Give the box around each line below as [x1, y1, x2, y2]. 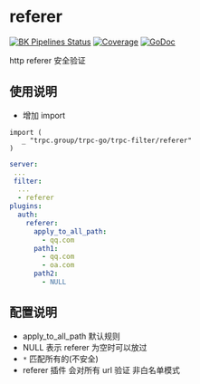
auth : [17, 210, 39, 219]
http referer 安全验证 [9, 54, 86, 65]
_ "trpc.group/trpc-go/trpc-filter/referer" [21, 136, 193, 145]
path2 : [33, 269, 59, 278]
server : [9, 159, 39, 168]
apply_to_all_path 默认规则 [22, 331, 120, 341]
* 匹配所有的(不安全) [22, 353, 100, 364]
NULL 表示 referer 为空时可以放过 [22, 341, 148, 352]
